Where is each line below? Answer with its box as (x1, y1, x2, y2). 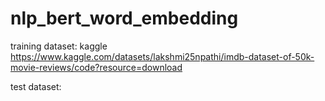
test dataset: (10, 80, 62, 92)
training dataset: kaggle (10, 40, 108, 52)
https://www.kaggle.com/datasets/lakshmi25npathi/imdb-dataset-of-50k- (10, 50, 315, 62)
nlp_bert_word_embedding (10, 7, 239, 30)
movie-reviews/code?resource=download (10, 61, 183, 73)
